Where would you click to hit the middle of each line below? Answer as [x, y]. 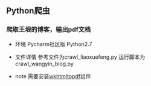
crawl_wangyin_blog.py [44, 64]
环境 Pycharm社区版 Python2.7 [53, 44]
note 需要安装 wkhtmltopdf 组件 [53, 76]
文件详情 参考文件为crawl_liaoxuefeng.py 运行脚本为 [80, 57]
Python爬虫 [28, 11]
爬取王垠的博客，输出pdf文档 [49, 30]
